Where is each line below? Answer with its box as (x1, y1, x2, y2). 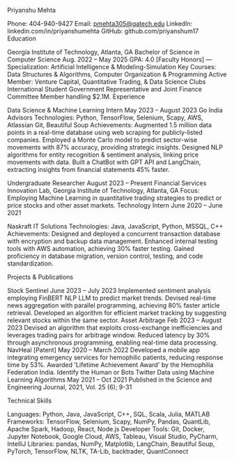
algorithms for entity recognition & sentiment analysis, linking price (7, 150, 199, 159)
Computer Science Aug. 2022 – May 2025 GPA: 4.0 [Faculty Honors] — (7, 55, 212, 64)
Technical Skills (7, 396, 52, 405)
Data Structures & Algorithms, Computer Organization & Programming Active (7, 70, 227, 78)
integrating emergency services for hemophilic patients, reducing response (7, 353, 224, 361)
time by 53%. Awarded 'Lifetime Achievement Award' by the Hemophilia (7, 361, 214, 369)
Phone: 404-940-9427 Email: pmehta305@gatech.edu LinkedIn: (7, 20, 193, 27)
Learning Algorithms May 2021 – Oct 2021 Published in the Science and (7, 375, 212, 384)
